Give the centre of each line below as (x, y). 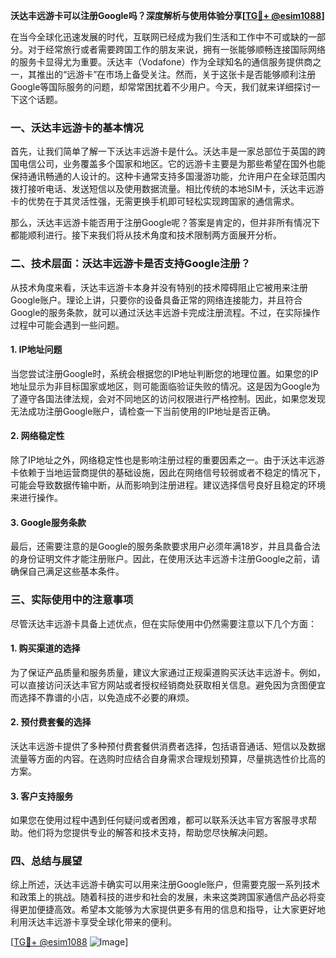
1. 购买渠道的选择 (45, 648)
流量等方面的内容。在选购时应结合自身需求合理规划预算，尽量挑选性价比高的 (168, 758)
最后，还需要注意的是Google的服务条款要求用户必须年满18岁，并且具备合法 (165, 546)
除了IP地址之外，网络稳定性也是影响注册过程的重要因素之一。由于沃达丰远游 (167, 460)
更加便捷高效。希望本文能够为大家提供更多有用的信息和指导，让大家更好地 (172, 910)
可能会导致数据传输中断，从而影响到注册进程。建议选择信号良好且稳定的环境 (168, 485)
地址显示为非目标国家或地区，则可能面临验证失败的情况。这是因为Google (161, 386)
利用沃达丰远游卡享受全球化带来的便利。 (93, 922)
